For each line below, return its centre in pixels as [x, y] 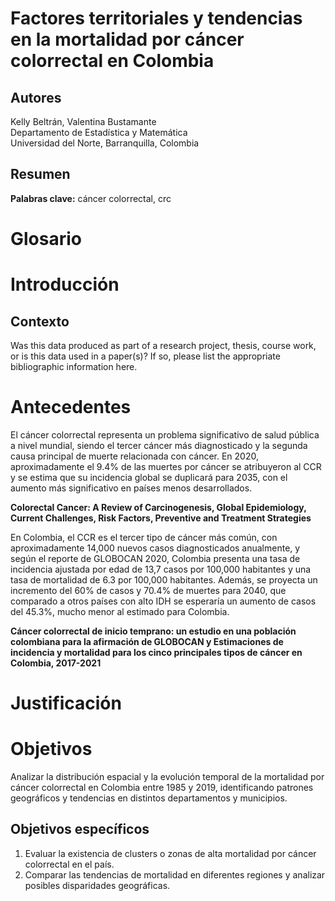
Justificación [66, 703]
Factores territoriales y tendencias [156, 18]
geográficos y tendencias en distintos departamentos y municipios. [149, 798]
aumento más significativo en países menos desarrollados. [131, 488]
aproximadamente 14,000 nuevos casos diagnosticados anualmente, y [155, 548]
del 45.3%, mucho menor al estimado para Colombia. [120, 611]
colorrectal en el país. [69, 864]
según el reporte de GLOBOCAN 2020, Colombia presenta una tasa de [155, 558]
